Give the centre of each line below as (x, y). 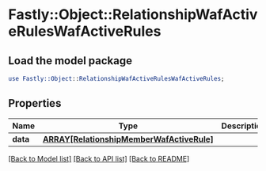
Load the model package (70, 61)
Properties (35, 103)
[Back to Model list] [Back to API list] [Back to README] (99, 158)
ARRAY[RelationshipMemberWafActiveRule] (128, 139)
